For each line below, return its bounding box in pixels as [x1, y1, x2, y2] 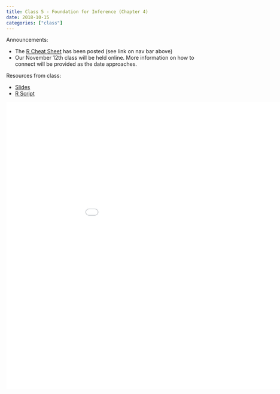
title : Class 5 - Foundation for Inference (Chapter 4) [6, 8, 148, 15]
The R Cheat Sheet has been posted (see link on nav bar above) [14, 48, 173, 55]
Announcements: [6, 36, 48, 44]
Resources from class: [6, 72, 62, 80]
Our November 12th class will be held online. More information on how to [14, 54, 194, 62]
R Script [14, 90, 35, 97]
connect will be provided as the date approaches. [14, 60, 138, 68]
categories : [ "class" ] [6, 20, 63, 26]
